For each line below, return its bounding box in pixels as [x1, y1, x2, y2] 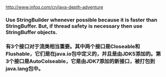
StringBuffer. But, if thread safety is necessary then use [5, 22, 143, 29]
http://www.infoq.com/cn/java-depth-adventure [5, 4, 104, 10]
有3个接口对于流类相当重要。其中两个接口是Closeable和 [5, 43, 140, 50]
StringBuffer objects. [5, 29, 57, 36]
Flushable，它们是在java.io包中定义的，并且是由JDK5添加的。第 [5, 50, 161, 57]
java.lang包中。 [5, 65, 44, 72]
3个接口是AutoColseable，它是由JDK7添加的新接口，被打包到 [5, 58, 155, 65]
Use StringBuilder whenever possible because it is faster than [5, 16, 158, 23]
